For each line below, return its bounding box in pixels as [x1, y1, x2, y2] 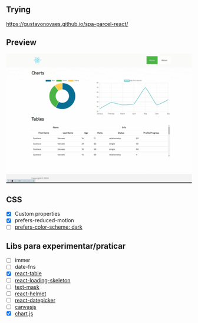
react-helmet [14, 290, 47, 297]
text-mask [14, 283, 39, 291]
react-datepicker [14, 296, 56, 304]
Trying [6, 5, 31, 15]
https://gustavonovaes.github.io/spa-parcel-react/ [6, 20, 128, 27]
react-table [14, 270, 42, 277]
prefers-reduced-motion [14, 217, 75, 224]
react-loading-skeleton [14, 276, 71, 284]
